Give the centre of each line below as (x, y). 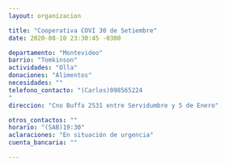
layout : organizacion (45, 16)
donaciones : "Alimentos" (50, 75)
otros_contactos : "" (43, 120)
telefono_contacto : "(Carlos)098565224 (76, 90)
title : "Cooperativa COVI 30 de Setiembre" (83, 30)
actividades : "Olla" (43, 68)
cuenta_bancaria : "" (43, 143)
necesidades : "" (36, 83)
